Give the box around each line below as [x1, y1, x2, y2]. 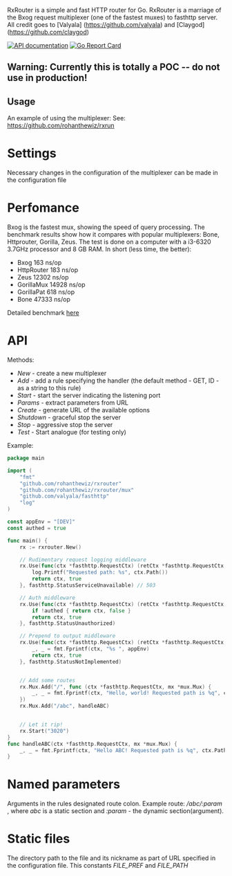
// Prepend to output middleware [19, 632, 116, 639]
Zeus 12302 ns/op [17, 273, 69, 282]
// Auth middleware [19, 594, 76, 601]
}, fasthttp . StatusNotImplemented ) [19, 658, 122, 665]
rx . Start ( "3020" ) [19, 727, 70, 734]
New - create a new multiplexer [17, 369, 107, 378]
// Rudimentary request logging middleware [19, 556, 147, 563]
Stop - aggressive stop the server [17, 421, 113, 429]
